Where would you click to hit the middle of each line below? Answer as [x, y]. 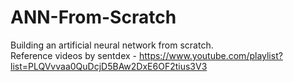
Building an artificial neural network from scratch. [112, 45]
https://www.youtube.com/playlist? [210, 55]
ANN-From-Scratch [93, 17]
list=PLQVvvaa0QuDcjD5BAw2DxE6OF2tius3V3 [109, 66]
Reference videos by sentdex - [73, 55]
